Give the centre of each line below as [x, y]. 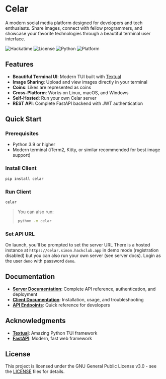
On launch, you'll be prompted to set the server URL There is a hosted [78, 244]
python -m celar [34, 221]
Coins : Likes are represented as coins [52, 87]
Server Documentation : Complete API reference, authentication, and [84, 289]
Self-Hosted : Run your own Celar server [54, 98]
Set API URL [20, 234]
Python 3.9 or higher [34, 145]
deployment [25, 294]
